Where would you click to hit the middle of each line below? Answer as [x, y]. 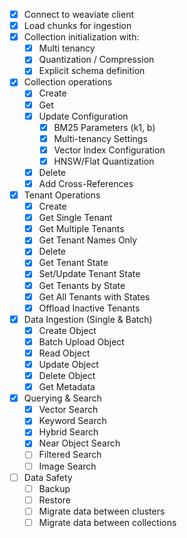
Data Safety [48, 477]
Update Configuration [83, 116]
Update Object [68, 364]
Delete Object [67, 375]
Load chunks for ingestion [77, 26]
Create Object [67, 330]
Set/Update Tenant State [89, 274]
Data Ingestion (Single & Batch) [88, 319]
